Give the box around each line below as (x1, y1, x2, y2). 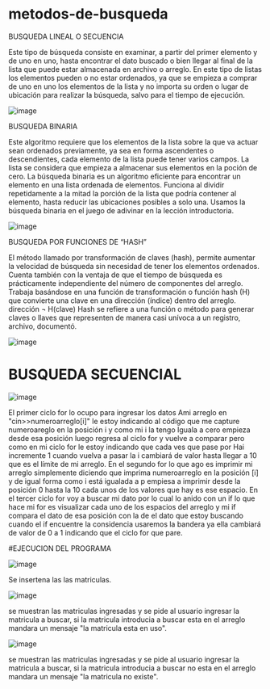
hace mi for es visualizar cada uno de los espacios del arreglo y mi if (8, 502, 236, 511)
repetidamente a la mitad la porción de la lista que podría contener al (8, 188, 237, 198)
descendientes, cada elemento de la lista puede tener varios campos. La (8, 154, 250, 164)
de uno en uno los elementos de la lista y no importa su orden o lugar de (8, 82, 249, 91)
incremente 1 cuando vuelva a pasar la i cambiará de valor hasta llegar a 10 (8, 450, 258, 460)
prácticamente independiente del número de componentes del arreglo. (8, 278, 243, 288)
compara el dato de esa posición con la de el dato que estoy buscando (8, 510, 244, 520)
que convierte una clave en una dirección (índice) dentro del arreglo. (8, 296, 236, 305)
